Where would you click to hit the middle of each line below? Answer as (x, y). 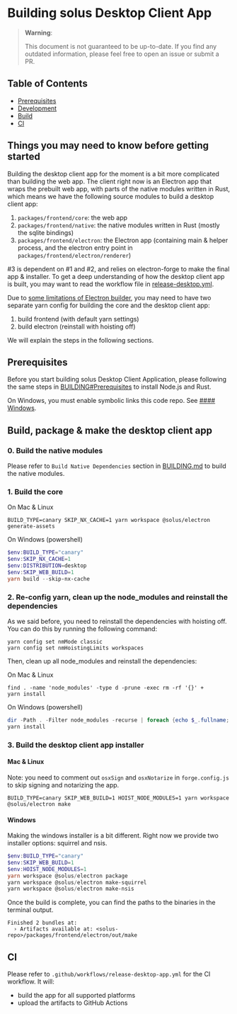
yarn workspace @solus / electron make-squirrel (77, 882)
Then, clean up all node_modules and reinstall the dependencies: (102, 661)
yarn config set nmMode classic (55, 642)
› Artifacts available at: (53, 929)
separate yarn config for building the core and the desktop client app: (109, 305)
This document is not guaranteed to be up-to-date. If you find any (121, 46)
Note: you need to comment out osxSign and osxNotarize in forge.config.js (118, 777)
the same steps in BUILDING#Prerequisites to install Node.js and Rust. (109, 387)
